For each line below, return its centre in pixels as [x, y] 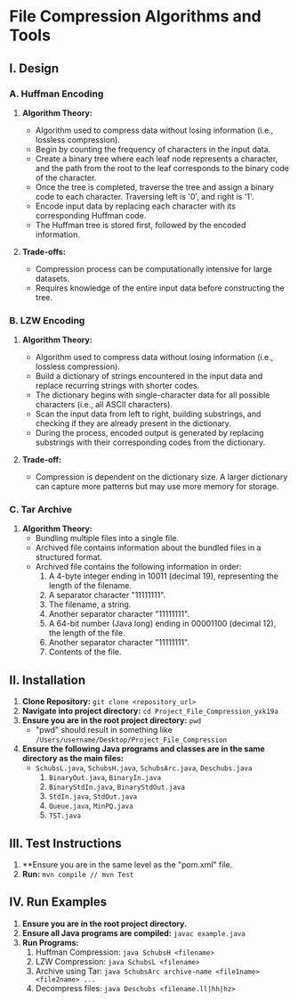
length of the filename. [90, 586]
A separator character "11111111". [107, 595]
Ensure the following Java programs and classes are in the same [143, 749]
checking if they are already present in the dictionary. [133, 423]
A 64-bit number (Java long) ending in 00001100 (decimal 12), [162, 624]
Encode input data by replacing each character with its [135, 206]
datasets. [52, 278]
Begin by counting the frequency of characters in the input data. [153, 149]
